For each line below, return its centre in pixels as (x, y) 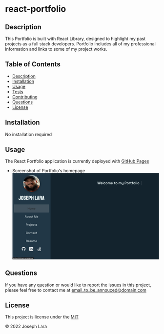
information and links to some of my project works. (56, 49)
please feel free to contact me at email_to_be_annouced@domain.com (76, 290)
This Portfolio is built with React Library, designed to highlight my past (75, 39)
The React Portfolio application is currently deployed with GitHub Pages (77, 161)
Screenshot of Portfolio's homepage (49, 171)
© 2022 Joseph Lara (26, 326)
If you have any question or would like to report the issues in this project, (78, 285)
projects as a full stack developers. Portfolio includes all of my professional (81, 44)
